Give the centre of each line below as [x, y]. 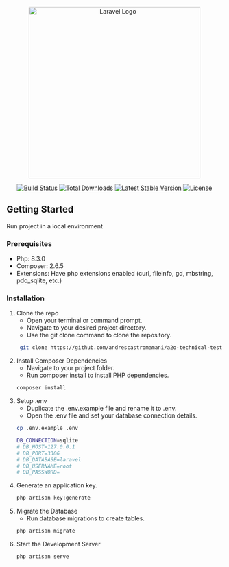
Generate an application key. [57, 485]
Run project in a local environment [55, 226]
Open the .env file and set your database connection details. [112, 415]
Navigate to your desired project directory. [86, 328]
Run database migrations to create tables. [86, 518]
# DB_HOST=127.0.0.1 [46, 447]
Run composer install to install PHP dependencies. [98, 375]
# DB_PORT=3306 [38, 453]
